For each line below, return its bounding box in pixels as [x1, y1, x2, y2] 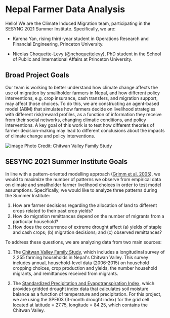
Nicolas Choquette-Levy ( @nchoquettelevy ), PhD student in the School [12, 51, 161, 57]
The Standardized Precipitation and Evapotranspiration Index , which [12, 280, 155, 286]
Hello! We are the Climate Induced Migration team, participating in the [5, 20, 151, 26]
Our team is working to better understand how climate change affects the [5, 84, 158, 90]
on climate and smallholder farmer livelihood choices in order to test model [5, 182, 161, 188]
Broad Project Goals [5, 71, 69, 80]
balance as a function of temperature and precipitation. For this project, [12, 291, 162, 297]
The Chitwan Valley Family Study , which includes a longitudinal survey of [12, 249, 165, 255]
